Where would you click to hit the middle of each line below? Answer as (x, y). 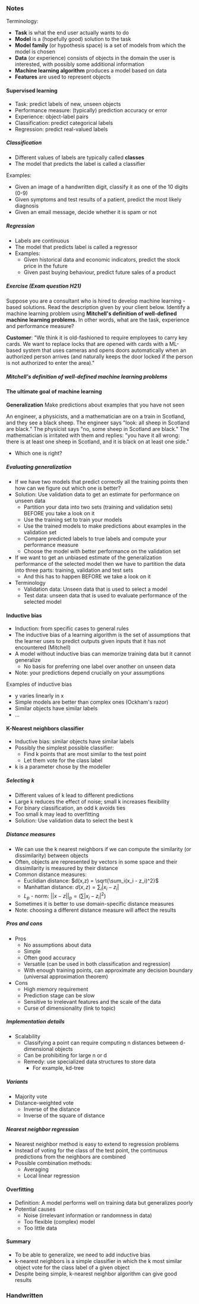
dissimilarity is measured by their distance (66, 868)
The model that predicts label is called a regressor (76, 247)
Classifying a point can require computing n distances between (101, 1043)
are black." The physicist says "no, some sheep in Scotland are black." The (98, 429)
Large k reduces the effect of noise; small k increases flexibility (92, 802)
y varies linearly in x (39, 696)
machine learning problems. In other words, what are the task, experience (98, 320)
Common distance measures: (51, 874)
